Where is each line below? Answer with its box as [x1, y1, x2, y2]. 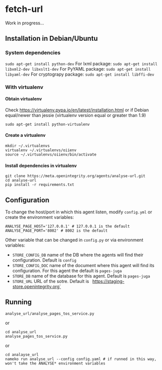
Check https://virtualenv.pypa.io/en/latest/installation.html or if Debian [5, 107, 149, 113]
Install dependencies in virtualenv [5, 163, 77, 169]
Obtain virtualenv [5, 96, 42, 102]
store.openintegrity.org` [12, 283, 61, 289]
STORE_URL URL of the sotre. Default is [12, 278, 89, 284]
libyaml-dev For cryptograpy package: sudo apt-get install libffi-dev [5, 71, 155, 77]
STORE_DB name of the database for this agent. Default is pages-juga [12, 273, 151, 279]
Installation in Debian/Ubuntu [5, 34, 98, 43]
